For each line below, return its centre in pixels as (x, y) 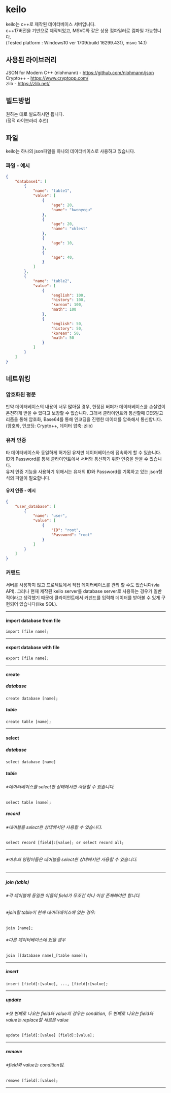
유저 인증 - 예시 (21, 490)
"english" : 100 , (68, 295)
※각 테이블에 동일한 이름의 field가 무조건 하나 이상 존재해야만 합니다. (73, 896)
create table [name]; (29, 722)
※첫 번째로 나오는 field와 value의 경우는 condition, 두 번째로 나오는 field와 (80, 1013)
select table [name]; (29, 802)
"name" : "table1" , (52, 191)
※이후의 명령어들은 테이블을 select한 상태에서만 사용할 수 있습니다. (72, 859)
